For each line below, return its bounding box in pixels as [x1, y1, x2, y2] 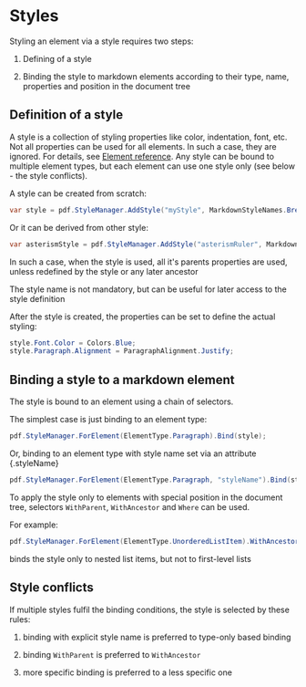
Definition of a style [9, 107, 124, 123]
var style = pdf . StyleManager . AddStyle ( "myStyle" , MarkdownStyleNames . [9, 205, 287, 214]
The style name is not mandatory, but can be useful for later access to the [9, 284, 287, 295]
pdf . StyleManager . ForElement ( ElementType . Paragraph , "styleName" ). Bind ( [9, 475, 291, 484]
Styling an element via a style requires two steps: [9, 36, 194, 47]
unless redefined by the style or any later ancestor [9, 265, 199, 276]
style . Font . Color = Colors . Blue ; [9, 338, 137, 348]
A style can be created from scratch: [9, 188, 148, 199]
